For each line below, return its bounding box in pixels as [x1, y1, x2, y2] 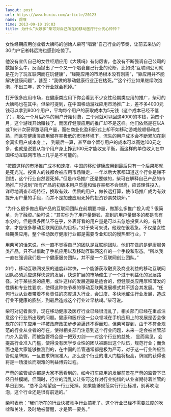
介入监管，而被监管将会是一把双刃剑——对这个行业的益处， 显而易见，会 [9, 333, 163, 340]
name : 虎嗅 [5, 17, 27, 22]
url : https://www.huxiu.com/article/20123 [5, 12, 97, 17]
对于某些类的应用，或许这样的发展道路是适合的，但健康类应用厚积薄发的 [14, 278, 166, 284]
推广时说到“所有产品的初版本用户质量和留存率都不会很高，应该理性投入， [9, 182, 164, 188]
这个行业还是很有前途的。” [14, 389, 68, 395]
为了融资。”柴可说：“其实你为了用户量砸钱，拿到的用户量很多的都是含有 [14, 212, 163, 218]
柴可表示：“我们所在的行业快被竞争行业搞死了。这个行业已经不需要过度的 [5, 400, 159, 406]
